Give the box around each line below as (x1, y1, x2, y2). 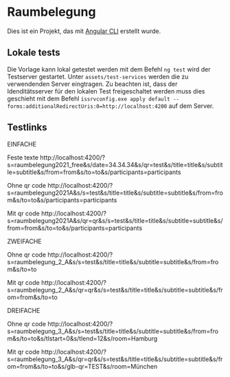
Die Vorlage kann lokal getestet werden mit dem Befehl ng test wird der (7, 65, 211, 73)
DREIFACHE (7, 306, 41, 314)
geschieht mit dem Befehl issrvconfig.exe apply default (7, 94, 170, 103)
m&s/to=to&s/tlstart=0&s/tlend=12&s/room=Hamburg (7, 334, 158, 343)
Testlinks (7, 122, 47, 133)
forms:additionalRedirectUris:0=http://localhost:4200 (7, 103, 168, 110)
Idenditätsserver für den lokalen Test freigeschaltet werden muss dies (7, 87, 205, 95)
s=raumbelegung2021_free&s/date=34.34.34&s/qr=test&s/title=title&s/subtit (7, 160, 223, 169)
